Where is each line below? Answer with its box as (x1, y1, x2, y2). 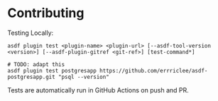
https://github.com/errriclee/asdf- (99, 67, 208, 74)
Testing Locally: (7, 28, 54, 37)
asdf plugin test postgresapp (7, 67, 97, 74)
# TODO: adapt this (7, 60, 65, 68)
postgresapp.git (7, 73, 55, 80)
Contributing (7, 5, 85, 21)
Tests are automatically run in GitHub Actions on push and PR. (7, 85, 190, 94)
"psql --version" (58, 73, 110, 80)
